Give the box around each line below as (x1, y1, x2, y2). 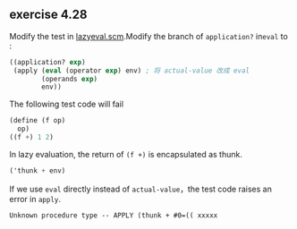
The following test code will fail (9, 98, 123, 110)
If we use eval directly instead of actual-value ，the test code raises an (9, 183, 273, 194)
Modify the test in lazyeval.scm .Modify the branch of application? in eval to (9, 30, 288, 41)
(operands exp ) (41, 74, 98, 83)
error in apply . (9, 193, 61, 204)
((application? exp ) (9, 57, 87, 66)
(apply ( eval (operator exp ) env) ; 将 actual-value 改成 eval (13, 66, 250, 75)
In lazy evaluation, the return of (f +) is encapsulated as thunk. (9, 148, 243, 159)
